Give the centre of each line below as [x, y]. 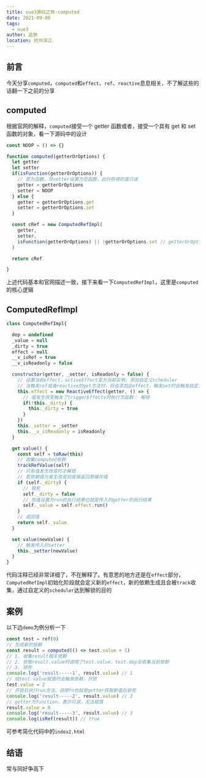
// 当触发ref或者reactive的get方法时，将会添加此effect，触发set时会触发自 [106, 386]
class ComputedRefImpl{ [37, 324]
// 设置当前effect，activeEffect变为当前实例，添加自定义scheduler [97, 380]
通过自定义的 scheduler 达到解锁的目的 [64, 590]
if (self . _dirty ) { [42, 482]
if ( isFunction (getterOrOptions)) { [57, 174]
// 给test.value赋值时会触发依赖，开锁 [51, 679]
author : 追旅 [22, 35]
